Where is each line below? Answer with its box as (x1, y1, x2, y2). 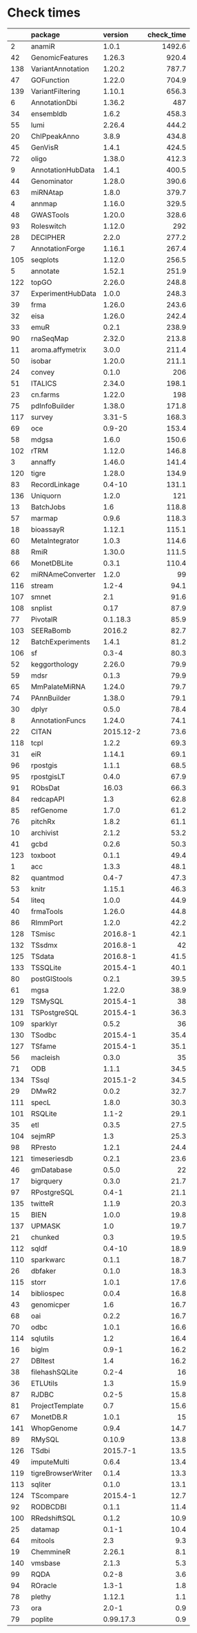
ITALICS (30, 378, 57, 388)
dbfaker (30, 1266, 56, 1276)
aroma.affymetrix (30, 344, 87, 354)
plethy (30, 1592, 52, 1601)
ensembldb (30, 109, 68, 118)
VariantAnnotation (30, 64, 90, 73)
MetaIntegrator (30, 536, 79, 545)
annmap (30, 198, 57, 208)
